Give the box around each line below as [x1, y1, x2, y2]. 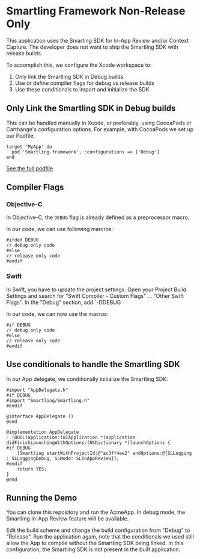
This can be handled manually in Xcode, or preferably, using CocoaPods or [6, 119, 192, 126]
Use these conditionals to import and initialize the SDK [14, 85, 150, 93]
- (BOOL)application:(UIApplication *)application [6, 434, 136, 440]
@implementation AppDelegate [6, 429, 79, 435]
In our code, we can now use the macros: [6, 310, 109, 317]
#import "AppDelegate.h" [6, 387, 68, 393]
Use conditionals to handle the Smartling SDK [6, 359, 180, 369]
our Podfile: [6, 132, 35, 139]
